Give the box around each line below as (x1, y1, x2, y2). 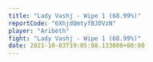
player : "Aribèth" (8, 27, 70, 35)
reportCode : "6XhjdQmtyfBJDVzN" (8, 19, 116, 27)
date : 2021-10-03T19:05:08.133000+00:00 (8, 42, 146, 50)
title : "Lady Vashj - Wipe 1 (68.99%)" (8, 11, 142, 20)
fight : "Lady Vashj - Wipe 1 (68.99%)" (8, 34, 142, 43)
